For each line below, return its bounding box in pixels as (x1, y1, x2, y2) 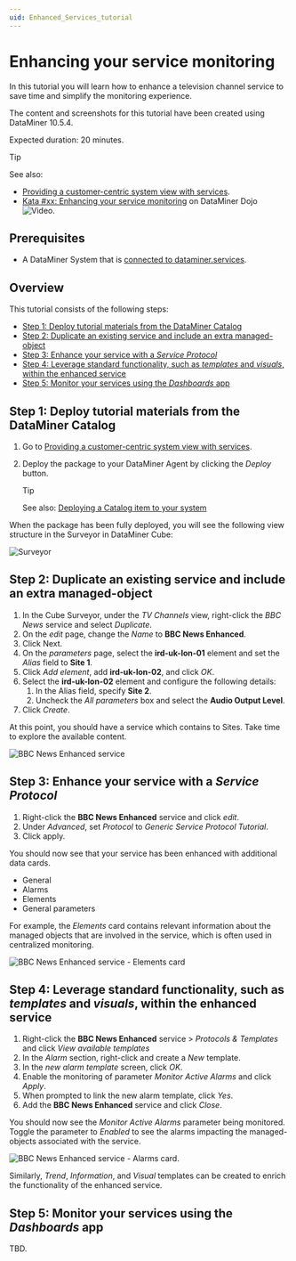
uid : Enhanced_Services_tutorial (9, 12, 133, 22)
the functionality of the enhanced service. (9, 1180, 163, 1191)
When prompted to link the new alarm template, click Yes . (21, 1090, 234, 1101)
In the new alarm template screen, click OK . (21, 1062, 183, 1073)
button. (21, 468, 49, 478)
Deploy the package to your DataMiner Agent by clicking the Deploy (21, 459, 272, 468)
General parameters (21, 903, 96, 914)
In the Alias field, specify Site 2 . (35, 685, 152, 696)
